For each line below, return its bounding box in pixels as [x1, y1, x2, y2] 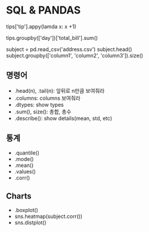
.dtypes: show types [14, 101, 64, 108]
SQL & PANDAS [6, 4, 81, 17]
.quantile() [14, 149, 40, 156]
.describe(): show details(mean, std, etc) [14, 115, 112, 122]
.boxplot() [14, 207, 39, 214]
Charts [6, 191, 32, 201]
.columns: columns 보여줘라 [14, 95, 81, 102]
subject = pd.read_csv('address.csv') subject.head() [6, 45, 133, 53]
